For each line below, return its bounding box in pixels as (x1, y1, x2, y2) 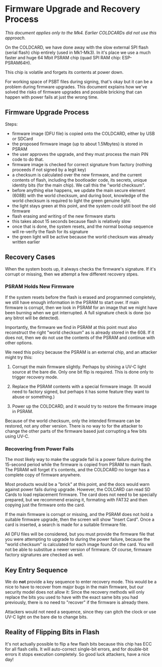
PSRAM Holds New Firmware (5, 283, 74, 290)
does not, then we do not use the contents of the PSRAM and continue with (5, 334, 155, 341)
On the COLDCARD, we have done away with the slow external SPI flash (5, 44, 148, 50)
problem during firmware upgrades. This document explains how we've (5, 84, 147, 89)
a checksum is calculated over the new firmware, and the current (12, 171, 142, 178)
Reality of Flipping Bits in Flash (5, 628, 100, 636)
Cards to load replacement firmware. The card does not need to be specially (5, 492, 157, 497)
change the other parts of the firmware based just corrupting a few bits (5, 428, 147, 434)
